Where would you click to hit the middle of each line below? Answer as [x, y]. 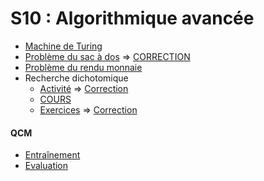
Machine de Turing [63, 46]
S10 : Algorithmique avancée [132, 18]
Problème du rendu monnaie [83, 67]
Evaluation [46, 166]
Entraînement [52, 155]
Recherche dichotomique [76, 78]
